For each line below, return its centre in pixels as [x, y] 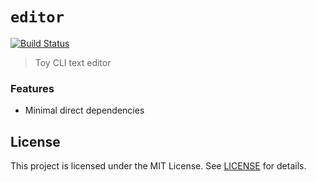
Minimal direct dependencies [84, 110]
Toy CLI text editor [73, 62]
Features [32, 88]
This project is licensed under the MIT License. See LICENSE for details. [158, 166]
